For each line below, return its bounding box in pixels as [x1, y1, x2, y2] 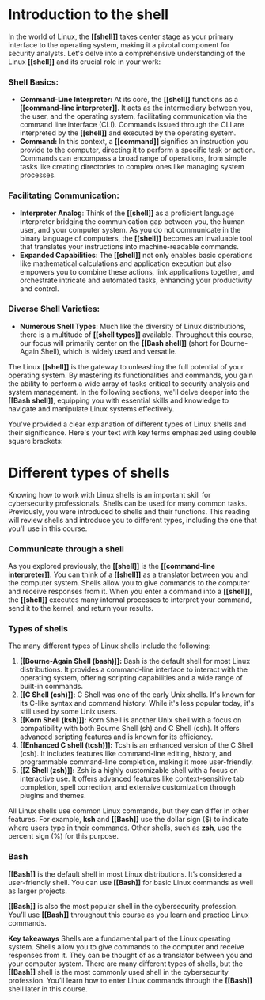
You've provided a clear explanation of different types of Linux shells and [8, 419, 247, 429]
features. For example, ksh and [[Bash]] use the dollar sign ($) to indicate [8, 815, 248, 824]
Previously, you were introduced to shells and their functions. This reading [8, 506, 251, 516]
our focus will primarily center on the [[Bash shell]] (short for [19, 338, 220, 347]
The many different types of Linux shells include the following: [8, 641, 211, 650]
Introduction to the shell [8, 6, 168, 24]
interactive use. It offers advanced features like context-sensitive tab [19, 774, 244, 784]
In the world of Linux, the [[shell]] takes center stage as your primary [8, 32, 234, 41]
